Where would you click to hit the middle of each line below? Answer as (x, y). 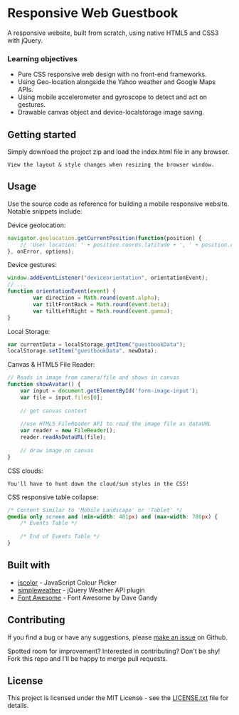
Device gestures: (32, 265)
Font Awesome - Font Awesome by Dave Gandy (87, 597)
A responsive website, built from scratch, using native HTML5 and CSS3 (113, 33)
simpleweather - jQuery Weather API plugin (81, 590)
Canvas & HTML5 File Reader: (51, 365)
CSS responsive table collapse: (53, 497)
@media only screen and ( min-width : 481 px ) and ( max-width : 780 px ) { (113, 517)
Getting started (42, 134)
